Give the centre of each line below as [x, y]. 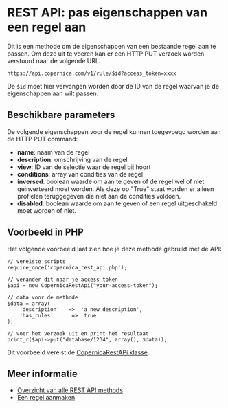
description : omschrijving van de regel [72, 159]
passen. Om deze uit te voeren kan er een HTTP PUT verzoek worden [106, 54]
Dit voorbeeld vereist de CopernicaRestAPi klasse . [78, 352]
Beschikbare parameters [61, 115]
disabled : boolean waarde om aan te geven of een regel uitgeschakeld [117, 203]
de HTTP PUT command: [43, 139]
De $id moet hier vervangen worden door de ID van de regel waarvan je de [113, 86]
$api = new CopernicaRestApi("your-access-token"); [82, 285]
